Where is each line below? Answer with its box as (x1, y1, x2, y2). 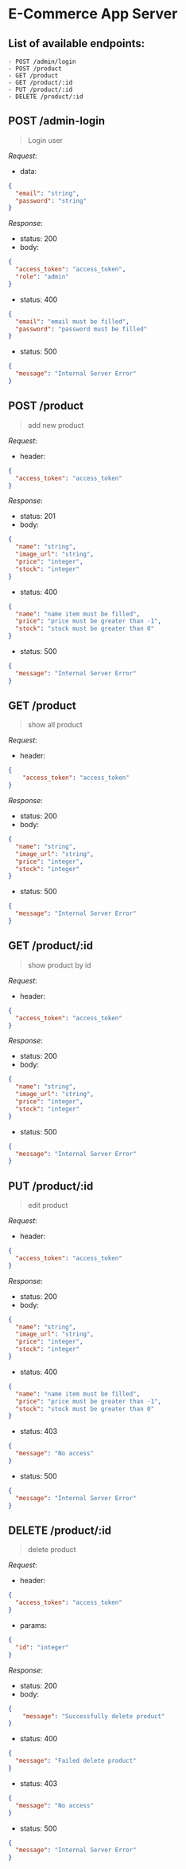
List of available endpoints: (8, 37, 145, 50)
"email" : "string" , (15, 189, 80, 197)
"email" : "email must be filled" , (15, 317, 130, 326)
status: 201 (19, 512, 56, 521)
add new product (27, 420, 84, 430)
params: (19, 1621, 48, 1629)
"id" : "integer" (15, 1643, 69, 1651)
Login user (27, 135, 64, 145)
